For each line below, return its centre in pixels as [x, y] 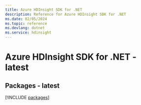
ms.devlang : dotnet [25, 28]
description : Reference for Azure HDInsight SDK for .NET [66, 14]
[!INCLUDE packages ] [27, 97]
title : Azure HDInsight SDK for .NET [44, 10]
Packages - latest [32, 86]
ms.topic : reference [26, 23]
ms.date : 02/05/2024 [26, 19]
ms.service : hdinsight [28, 33]
